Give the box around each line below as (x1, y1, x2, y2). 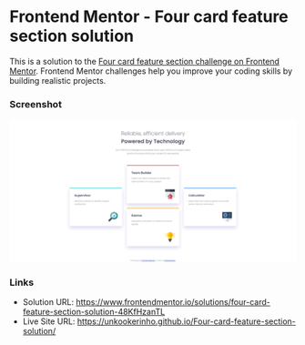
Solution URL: (22, 297, 75, 308)
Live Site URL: (22, 316, 76, 327)
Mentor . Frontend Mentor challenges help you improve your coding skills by (9, 66, 293, 76)
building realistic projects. (9, 75, 107, 86)
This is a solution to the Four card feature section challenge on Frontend (9, 56, 280, 66)
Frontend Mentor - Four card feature (9, 6, 289, 27)
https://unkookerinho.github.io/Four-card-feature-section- (76, 316, 296, 327)
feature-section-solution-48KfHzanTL (22, 307, 166, 318)
